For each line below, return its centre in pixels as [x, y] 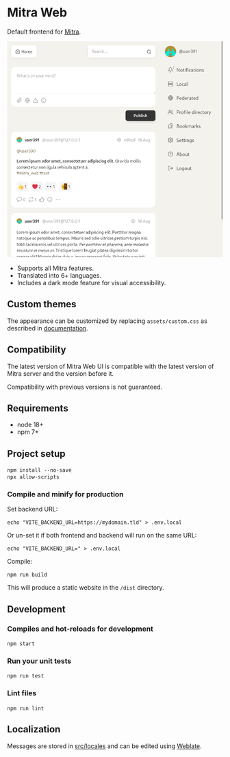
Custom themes [42, 304]
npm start [21, 644]
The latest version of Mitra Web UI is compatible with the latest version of [111, 366]
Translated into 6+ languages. [59, 275]
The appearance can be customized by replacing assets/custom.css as [107, 321]
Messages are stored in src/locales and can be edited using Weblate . [104, 746]
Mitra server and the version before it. [61, 373]
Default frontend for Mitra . [44, 32]
